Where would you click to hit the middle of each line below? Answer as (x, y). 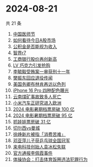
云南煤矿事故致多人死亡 (37, 96)
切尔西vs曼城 (26, 128)
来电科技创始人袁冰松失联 (39, 146)
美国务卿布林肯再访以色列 (39, 84)
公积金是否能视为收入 (35, 46)
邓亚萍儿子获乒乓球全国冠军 (41, 140)
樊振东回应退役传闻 (33, 78)
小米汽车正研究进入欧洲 (37, 103)
